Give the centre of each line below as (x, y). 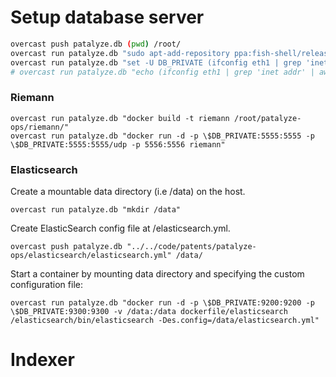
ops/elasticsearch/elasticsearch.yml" (91, 256)
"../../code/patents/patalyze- (191, 247)
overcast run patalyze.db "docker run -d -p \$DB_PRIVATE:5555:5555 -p (162, 136)
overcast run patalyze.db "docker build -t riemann (120, 118)
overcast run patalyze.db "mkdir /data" (96, 210)
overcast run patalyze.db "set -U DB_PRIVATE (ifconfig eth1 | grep (156, 62)
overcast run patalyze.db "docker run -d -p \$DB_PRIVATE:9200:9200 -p (162, 303)
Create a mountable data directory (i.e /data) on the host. (128, 192)
